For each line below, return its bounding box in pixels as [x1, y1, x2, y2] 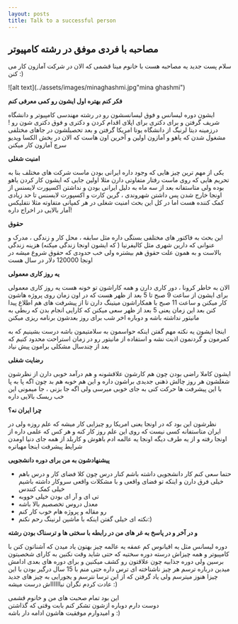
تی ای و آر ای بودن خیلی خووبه [18, 492, 99, 501]
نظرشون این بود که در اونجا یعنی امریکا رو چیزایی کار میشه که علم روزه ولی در [8, 419, 217, 429]
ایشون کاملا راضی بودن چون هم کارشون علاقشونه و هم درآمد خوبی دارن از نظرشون [8, 370, 231, 378]
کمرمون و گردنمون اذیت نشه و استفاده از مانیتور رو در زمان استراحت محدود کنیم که [8, 334, 230, 344]
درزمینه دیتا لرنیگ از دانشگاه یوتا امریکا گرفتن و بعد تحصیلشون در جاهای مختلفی [8, 125, 218, 135]
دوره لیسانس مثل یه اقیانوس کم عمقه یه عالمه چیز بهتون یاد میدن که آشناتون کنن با [8, 543, 227, 551]
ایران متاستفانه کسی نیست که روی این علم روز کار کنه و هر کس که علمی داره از [8, 427, 222, 436]
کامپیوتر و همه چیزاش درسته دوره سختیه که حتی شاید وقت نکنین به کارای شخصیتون [8, 550, 229, 558]
